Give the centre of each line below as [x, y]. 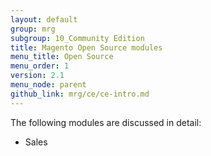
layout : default [44, 19]
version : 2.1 [37, 76]
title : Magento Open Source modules [86, 47]
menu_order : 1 [40, 66]
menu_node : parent [48, 85]
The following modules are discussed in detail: [106, 122]
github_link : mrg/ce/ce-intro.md [80, 94]
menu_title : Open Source [62, 57]
